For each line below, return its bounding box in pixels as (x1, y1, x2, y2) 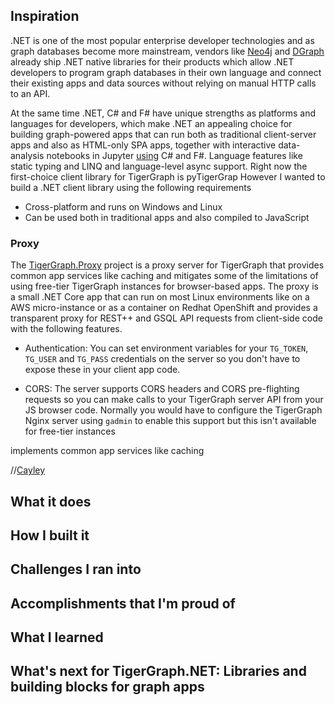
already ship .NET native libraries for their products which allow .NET (10, 55, 295, 68)
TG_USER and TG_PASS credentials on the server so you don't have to (24, 353, 301, 365)
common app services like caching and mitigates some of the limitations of (10, 270, 319, 282)
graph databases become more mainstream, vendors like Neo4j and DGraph (10, 45, 325, 57)
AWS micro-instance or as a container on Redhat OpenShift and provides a (10, 302, 318, 314)
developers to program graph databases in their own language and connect (10, 66, 322, 78)
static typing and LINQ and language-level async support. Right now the (10, 160, 308, 172)
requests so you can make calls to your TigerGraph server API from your (24, 394, 324, 406)
